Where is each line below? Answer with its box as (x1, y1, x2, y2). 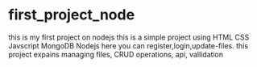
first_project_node (8, 6, 135, 24)
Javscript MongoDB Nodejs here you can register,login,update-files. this (8, 40, 248, 50)
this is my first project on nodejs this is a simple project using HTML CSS (8, 32, 250, 42)
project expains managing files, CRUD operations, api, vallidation (8, 49, 224, 59)
